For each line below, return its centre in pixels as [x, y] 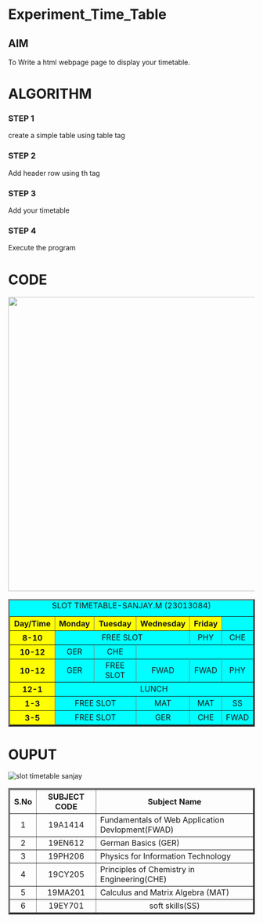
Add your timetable [39, 210]
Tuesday [115, 624]
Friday [206, 624]
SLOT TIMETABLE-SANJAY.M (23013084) [131, 606]
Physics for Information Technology [166, 856]
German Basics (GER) [140, 843]
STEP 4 [22, 231]
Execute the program [42, 248]
